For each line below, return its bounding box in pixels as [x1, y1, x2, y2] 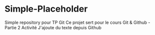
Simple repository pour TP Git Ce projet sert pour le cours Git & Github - [4, 19, 151, 25]
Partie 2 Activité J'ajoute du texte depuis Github [4, 24, 102, 30]
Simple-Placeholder [4, 3, 88, 15]
